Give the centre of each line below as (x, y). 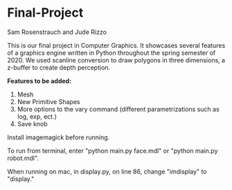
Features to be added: (39, 80)
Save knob (33, 123)
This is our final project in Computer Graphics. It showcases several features (116, 45)
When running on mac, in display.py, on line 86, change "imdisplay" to (107, 171)
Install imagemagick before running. (59, 137)
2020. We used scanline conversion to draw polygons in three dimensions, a (116, 60)
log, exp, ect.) (37, 116)
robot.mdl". (23, 158)
